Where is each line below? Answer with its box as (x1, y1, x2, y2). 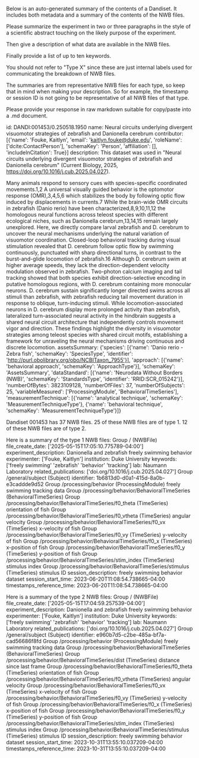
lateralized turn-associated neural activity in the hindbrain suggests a (6, 312, 176, 319)
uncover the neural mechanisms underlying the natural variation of (6, 230, 169, 237)
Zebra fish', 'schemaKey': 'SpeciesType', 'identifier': (6, 350, 133, 357)
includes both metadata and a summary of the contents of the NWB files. (6, 11, 185, 18)
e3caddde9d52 (6, 481, 44, 487)
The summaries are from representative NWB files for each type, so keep (6, 82, 185, 89)
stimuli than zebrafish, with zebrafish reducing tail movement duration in (6, 293, 183, 300)
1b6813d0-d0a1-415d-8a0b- (96, 474, 165, 481)
